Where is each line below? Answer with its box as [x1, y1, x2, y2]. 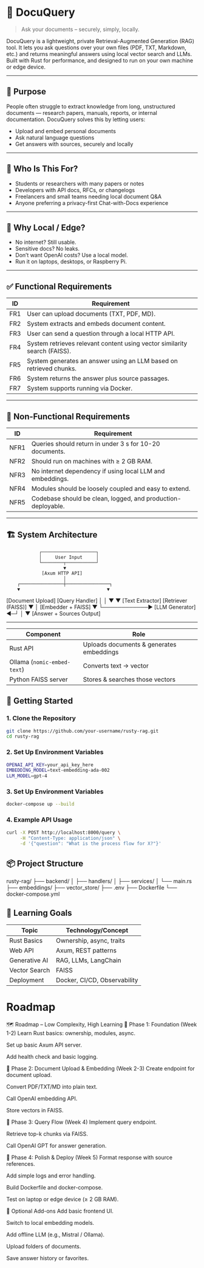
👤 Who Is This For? [6, 164, 78, 174]
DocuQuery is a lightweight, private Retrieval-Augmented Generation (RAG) [6, 37, 195, 44]
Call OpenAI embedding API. [6, 1095, 78, 1102]
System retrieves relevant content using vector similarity [27, 339, 188, 348]
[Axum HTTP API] [41, 570, 83, 577]
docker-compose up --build [6, 801, 75, 808]
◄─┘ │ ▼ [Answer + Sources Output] [6, 609, 101, 617]
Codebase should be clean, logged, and [31, 494, 145, 502]
